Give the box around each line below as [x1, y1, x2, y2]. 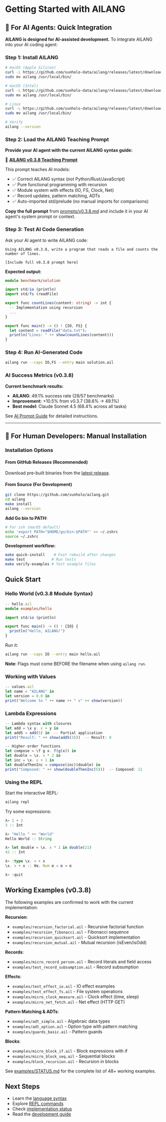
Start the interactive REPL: [5, 790, 58, 796]
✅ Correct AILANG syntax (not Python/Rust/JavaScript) [12, 176, 125, 182]
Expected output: [5, 269, 42, 275]
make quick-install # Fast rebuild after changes [5, 553, 116, 558]
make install [5, 502, 32, 506]
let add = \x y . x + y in [5, 726, 58, 730]
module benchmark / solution [5, 278, 61, 283]
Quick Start [5, 575, 41, 584]
